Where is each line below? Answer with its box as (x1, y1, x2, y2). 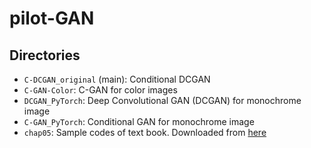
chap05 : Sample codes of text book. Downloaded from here (23, 127, 267, 138)
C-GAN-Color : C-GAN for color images (23, 84, 178, 96)
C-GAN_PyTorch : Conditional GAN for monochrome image (23, 116, 255, 127)
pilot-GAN (9, 7, 95, 30)
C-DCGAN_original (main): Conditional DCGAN (23, 73, 211, 85)
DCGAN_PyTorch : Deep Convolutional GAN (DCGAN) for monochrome (23, 95, 302, 106)
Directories (9, 47, 81, 64)
